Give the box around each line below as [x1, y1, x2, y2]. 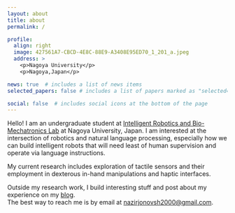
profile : [7, 36, 33, 43]
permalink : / [7, 23, 45, 30]
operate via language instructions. [7, 149, 106, 157]
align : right [13, 43, 52, 50]
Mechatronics [7, 126, 48, 135]
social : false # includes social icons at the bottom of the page [7, 100, 208, 107]
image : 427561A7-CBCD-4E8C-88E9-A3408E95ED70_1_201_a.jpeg [13, 49, 190, 56]
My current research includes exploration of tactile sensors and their [7, 162, 205, 171]
